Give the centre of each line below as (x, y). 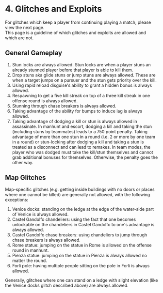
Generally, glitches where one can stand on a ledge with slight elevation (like (82, 280)
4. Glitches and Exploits (54, 9)
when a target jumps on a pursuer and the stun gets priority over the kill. (84, 80)
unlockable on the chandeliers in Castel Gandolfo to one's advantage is (83, 224)
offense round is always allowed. (45, 101)
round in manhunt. (30, 250)
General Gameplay (34, 53)
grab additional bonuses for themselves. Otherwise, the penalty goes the (85, 157)
